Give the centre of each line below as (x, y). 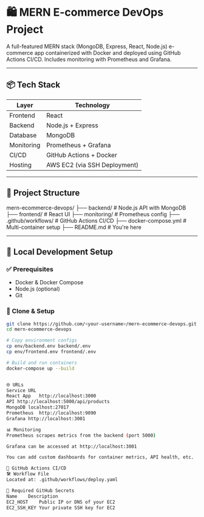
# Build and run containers (42, 363)
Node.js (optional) (38, 289)
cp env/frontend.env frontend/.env (51, 352)
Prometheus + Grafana (79, 145)
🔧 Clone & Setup (30, 311)
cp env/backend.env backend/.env (49, 346)
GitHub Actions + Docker (82, 155)
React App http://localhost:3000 (51, 396)
